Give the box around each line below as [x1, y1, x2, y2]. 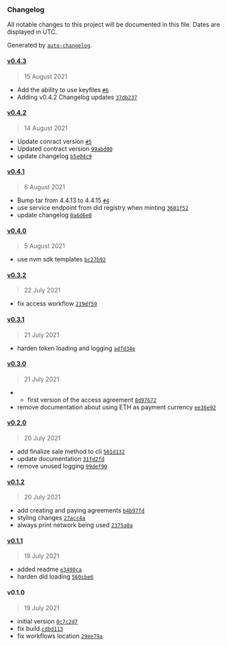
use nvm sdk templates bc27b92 [16, 255, 106, 263]
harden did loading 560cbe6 [16, 572, 94, 581]
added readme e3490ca [16, 566, 82, 574]
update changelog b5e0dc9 [16, 151, 93, 160]
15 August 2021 [23, 72, 68, 80]
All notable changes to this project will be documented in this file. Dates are [7, 21, 221, 29]
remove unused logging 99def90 [16, 462, 108, 470]
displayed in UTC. [7, 28, 58, 36]
